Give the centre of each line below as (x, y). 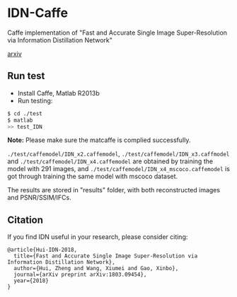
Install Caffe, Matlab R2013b (59, 93)
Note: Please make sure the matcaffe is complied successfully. (99, 140)
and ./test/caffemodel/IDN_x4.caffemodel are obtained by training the (110, 161)
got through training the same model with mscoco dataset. (93, 176)
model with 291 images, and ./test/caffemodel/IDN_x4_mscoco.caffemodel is (118, 169)
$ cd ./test (25, 113)
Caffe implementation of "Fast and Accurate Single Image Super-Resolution (117, 33)
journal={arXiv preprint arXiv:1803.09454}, (80, 275)
